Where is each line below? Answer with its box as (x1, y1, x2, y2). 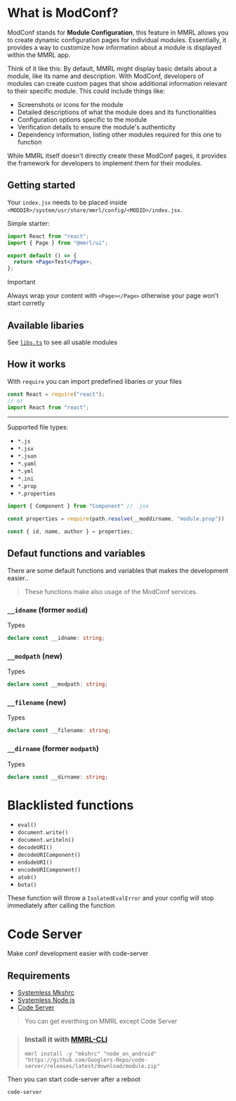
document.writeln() (17, 836, 75, 844)
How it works (7, 358, 66, 370)
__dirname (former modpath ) (7, 744, 100, 754)
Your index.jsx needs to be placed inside (7, 198, 128, 206)
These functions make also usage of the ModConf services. (24, 587, 198, 596)
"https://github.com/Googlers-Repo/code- (24, 1057, 147, 1064)
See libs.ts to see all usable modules (7, 338, 118, 346)
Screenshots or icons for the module (17, 100, 124, 108)
